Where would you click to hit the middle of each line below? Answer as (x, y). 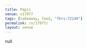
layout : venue (19, 28)
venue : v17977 (19, 14)
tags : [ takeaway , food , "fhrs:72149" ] (44, 18)
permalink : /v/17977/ (27, 23)
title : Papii (18, 9)
